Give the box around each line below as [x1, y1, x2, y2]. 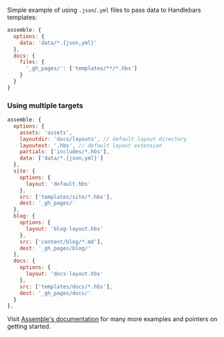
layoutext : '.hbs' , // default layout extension [19, 142, 162, 149]
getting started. [7, 322, 51, 331]
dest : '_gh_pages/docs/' [19, 289, 91, 296]
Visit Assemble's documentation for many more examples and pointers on [7, 315, 218, 323]
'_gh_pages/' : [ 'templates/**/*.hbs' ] [25, 65, 138, 72]
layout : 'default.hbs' [25, 180, 91, 187]
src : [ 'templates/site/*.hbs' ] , [19, 193, 113, 200]
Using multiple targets [7, 100, 84, 110]
